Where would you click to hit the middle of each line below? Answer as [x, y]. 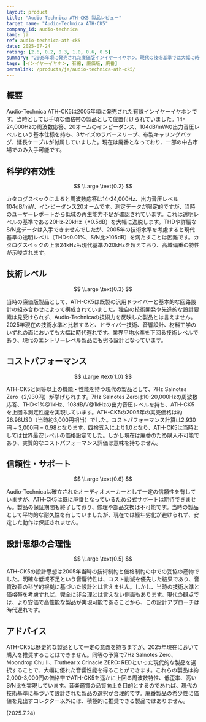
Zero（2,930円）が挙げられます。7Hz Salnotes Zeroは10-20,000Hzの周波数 [102, 397]
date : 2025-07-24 [29, 47]
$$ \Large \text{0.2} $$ [103, 186]
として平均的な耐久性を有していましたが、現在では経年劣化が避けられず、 [100, 515]
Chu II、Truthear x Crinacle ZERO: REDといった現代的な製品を [113, 662]
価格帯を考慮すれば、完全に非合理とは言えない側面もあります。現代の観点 [100, 595]
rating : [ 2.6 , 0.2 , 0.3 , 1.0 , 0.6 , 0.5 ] [59, 52]
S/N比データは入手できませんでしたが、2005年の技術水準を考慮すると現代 [101, 230]
